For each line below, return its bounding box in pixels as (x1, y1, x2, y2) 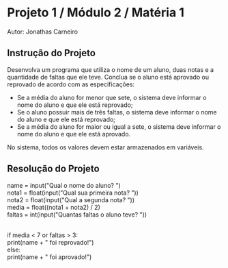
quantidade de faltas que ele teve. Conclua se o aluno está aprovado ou (7, 73, 210, 81)
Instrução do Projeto (7, 47, 96, 59)
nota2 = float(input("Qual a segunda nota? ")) (7, 195, 135, 204)
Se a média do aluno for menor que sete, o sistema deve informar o (16, 93, 207, 101)
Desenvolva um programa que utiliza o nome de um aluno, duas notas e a (7, 65, 214, 73)
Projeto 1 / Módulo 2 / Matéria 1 (7, 5, 184, 21)
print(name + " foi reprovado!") (7, 238, 94, 246)
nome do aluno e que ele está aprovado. (16, 130, 131, 138)
